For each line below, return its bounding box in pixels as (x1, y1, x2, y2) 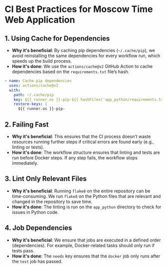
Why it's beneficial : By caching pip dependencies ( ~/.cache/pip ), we (11, 48, 155, 53)
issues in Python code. (11, 209, 59, 215)
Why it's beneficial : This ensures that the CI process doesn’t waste (11, 133, 151, 139)
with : (9, 88, 21, 93)
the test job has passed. (11, 258, 63, 264)
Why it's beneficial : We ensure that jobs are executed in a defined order (11, 237, 162, 243)
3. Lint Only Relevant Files (4, 174, 87, 183)
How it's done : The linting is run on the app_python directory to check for (11, 204, 162, 210)
